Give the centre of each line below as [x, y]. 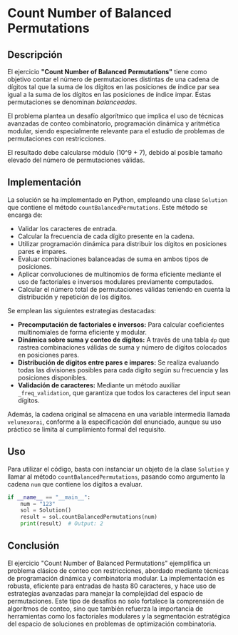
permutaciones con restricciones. [57, 138]
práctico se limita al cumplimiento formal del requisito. [87, 429]
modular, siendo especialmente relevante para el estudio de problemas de [116, 131]
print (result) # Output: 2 [62, 524]
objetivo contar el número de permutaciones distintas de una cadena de [113, 79]
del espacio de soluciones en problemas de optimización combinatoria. [112, 624]
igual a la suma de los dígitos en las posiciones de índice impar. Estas [109, 95]
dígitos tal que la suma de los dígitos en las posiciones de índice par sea [113, 87]
